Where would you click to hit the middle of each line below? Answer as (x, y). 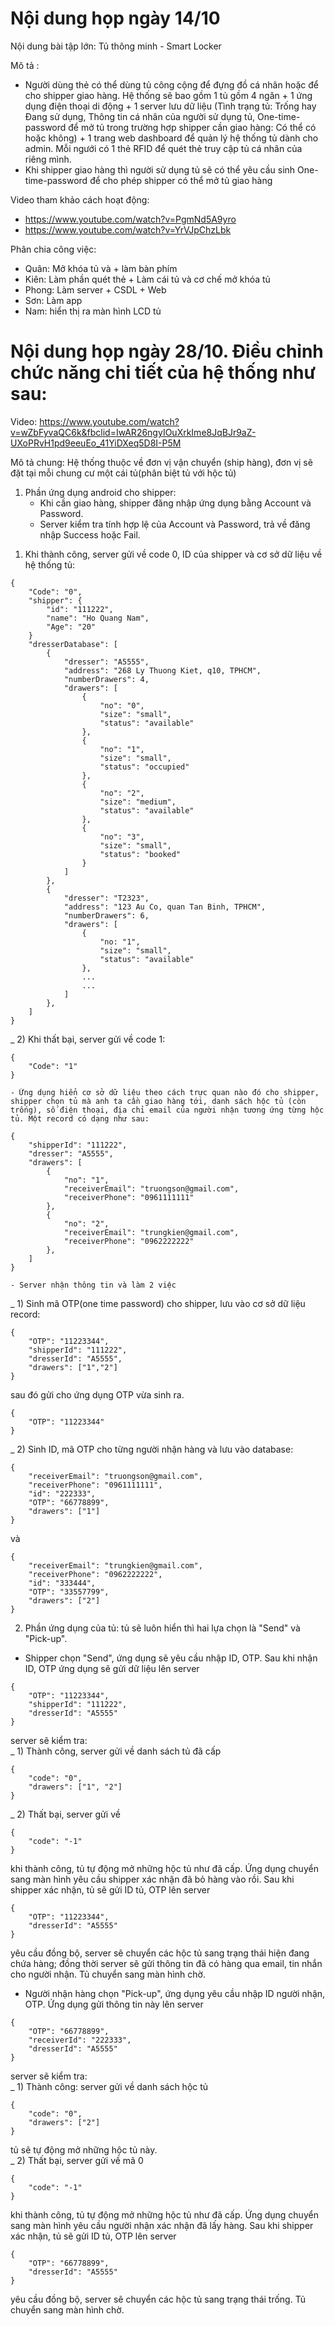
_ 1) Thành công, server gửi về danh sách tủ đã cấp (116, 1751)
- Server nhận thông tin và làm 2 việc (93, 1285)
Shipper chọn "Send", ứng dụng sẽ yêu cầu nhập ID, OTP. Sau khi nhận (171, 1658)
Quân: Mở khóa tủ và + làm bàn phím (101, 268)
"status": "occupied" (144, 767)
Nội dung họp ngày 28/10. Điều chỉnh (167, 351)
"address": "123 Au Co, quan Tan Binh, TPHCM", (165, 907)
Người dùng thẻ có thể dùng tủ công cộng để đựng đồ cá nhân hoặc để (172, 84)
